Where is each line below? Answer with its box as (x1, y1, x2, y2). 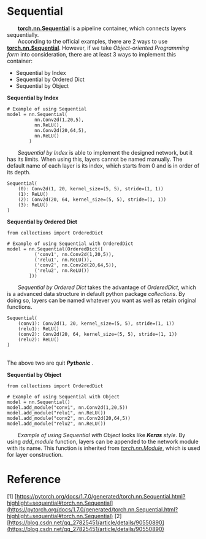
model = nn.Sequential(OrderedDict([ (7, 246, 104, 252)
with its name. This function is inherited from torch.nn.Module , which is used (7, 444, 200, 452)
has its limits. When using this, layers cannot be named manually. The (7, 155, 183, 163)
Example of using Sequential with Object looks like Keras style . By (18, 431, 186, 438)
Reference (7, 473, 61, 486)
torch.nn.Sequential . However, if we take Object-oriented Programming (7, 44, 189, 52)
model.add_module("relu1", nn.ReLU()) (7, 409, 106, 416)
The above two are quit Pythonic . (7, 359, 94, 366)
